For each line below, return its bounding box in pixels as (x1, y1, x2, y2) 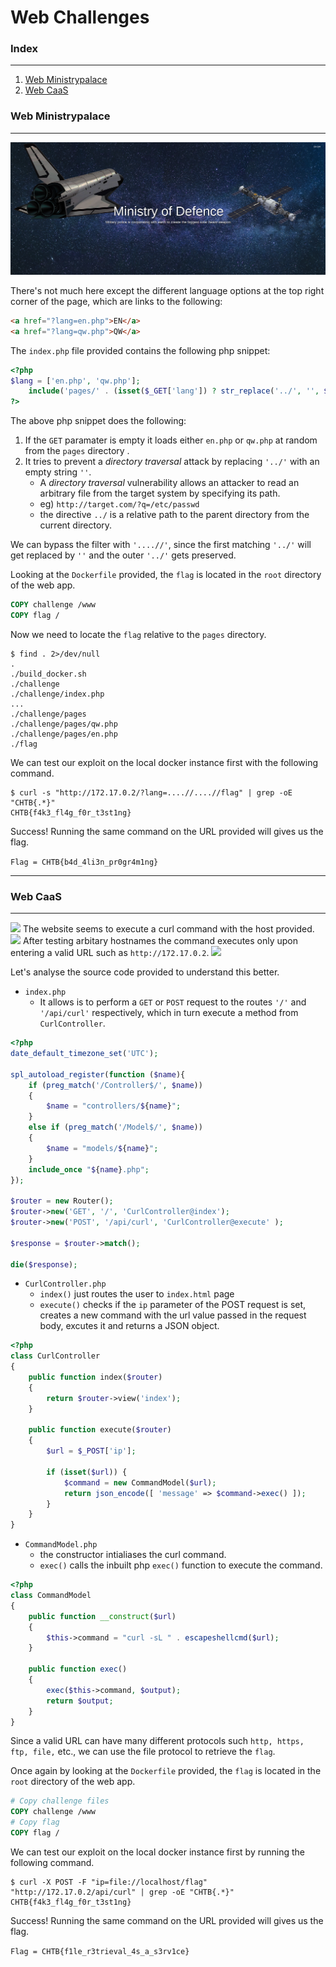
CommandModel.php (24, 1540, 98, 1550)
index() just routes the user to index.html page (39, 1288, 235, 1300)
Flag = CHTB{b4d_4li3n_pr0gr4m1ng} (10, 857, 159, 867)
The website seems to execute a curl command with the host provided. (22, 923, 315, 935)
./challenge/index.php (10, 689, 105, 699)
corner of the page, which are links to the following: (10, 295, 223, 307)
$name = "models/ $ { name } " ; (46, 1143, 159, 1153)
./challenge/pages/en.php (10, 729, 118, 739)
